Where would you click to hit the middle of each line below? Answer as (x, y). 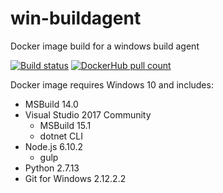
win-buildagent (76, 18)
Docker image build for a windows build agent (105, 46)
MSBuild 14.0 (51, 104)
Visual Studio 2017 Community (88, 114)
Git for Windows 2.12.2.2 (75, 178)
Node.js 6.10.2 (53, 146)
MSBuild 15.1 (65, 125)
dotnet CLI (61, 136)
